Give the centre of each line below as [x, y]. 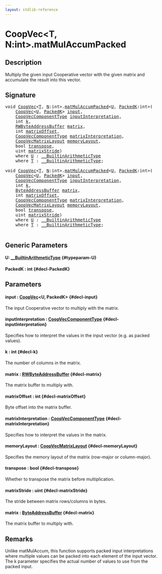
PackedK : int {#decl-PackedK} [38, 269]
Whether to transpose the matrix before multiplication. [60, 479]
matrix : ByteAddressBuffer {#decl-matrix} [50, 512]
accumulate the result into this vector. [43, 80]
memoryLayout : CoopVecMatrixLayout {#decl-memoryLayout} [71, 446]
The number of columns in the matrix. [43, 363]
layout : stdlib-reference [31, 10]
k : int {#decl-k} [22, 352]
